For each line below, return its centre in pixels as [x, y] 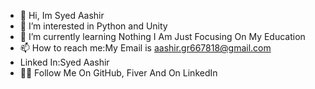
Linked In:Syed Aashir [64, 62]
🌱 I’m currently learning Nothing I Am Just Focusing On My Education [162, 36]
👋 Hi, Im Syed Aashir [62, 15]
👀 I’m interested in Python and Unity [93, 26]
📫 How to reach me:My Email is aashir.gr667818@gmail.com [145, 48]
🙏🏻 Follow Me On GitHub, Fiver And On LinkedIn [118, 73]
